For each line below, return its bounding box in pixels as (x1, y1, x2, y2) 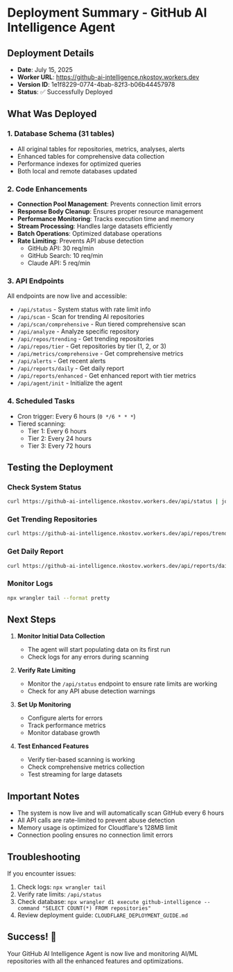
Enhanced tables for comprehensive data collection (17, 152, 165, 160)
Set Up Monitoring (17, 700, 71, 709)
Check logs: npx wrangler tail (17, 883, 106, 892)
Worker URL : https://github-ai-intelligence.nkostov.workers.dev (17, 73, 200, 81)
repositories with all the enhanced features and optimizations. (7, 957, 184, 965)
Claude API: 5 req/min (27, 259, 91, 267)
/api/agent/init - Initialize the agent (17, 379, 123, 388)
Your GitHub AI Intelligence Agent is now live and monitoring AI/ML (7, 949, 198, 957)
